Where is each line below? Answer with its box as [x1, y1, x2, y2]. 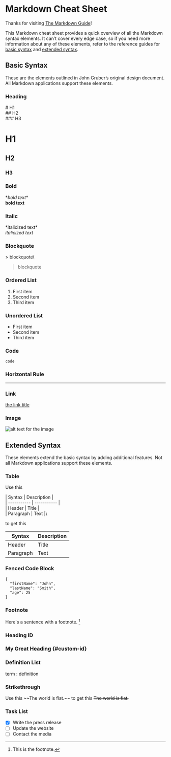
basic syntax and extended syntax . [5, 46, 79, 52]
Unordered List [5, 312, 43, 319]
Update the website [12, 725, 54, 731]
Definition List [5, 659, 41, 666]
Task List [5, 707, 28, 715]
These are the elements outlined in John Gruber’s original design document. [5, 75, 165, 81]
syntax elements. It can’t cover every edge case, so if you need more [5, 35, 151, 41]
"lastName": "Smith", [10, 586, 56, 591]
